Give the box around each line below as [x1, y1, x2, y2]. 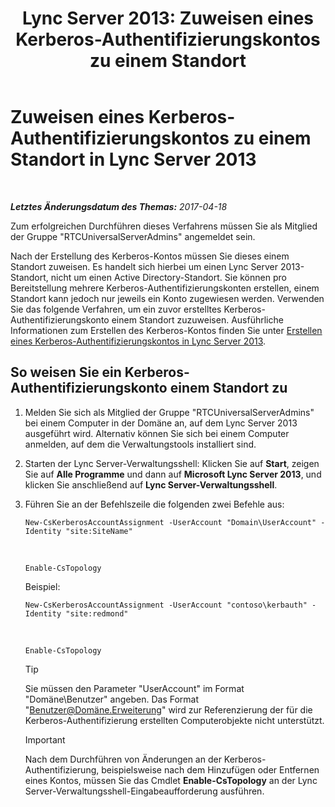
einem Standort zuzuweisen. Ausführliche [111, 313, 284, 326]
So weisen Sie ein [10, 364, 122, 381]
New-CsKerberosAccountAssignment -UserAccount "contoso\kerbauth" [24, 600, 308, 610]
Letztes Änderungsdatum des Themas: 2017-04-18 [10, 200, 228, 212]
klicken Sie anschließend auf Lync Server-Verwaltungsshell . [24, 478, 278, 491]
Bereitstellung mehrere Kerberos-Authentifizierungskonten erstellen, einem [10, 282, 320, 294]
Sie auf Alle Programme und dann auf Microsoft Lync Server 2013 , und [24, 468, 322, 480]
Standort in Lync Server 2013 [10, 148, 257, 171]
